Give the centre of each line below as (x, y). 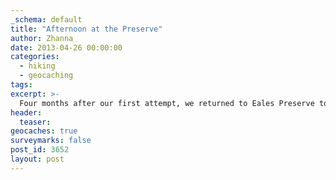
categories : (35, 57)
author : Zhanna (42, 38)
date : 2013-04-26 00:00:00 (66, 47)
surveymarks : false (51, 141)
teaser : (35, 122)
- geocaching (46, 76)
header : (26, 112)
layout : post (37, 159)
